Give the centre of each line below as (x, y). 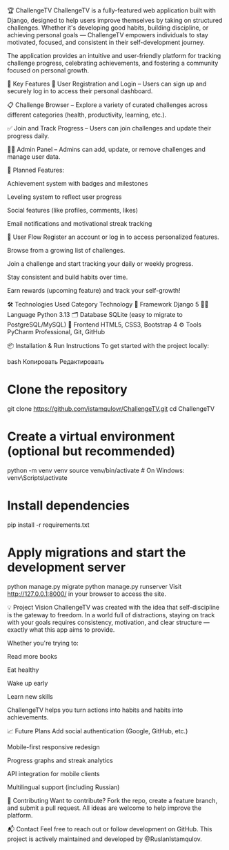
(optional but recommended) (91, 451)
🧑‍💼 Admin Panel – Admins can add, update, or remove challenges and (106, 149)
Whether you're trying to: (43, 643)
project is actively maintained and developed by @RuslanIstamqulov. (104, 839)
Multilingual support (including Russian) (63, 787)
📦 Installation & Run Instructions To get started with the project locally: (108, 346)
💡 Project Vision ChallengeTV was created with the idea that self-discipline (113, 607)
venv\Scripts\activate (37, 477)
